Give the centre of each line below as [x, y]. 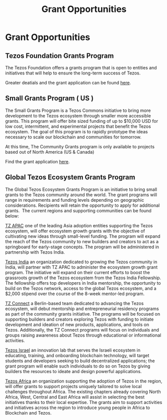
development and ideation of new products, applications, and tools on [77, 324]
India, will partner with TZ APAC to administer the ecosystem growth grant [81, 267]
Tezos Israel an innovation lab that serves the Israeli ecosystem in [73, 350]
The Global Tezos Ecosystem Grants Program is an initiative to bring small [81, 189]
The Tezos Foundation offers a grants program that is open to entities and [81, 68]
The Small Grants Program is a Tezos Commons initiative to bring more [78, 110]
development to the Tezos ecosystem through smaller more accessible [78, 115]
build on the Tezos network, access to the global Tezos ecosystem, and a [81, 288]
